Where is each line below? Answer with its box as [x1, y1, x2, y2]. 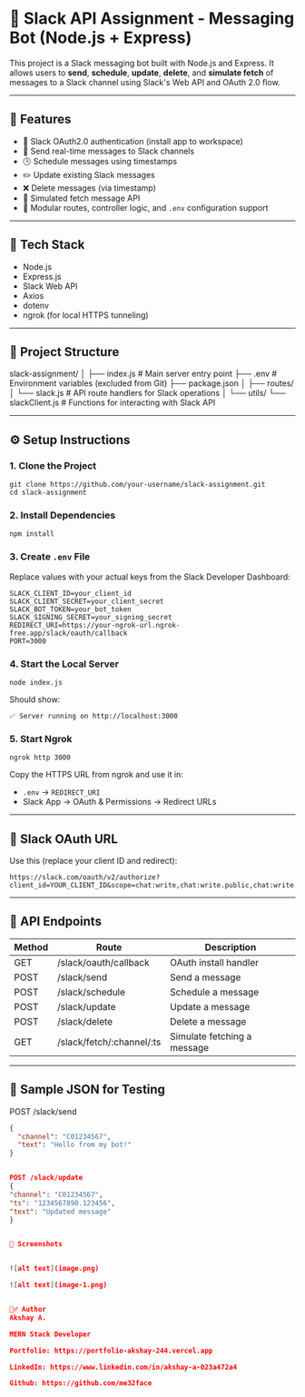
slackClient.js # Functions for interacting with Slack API [9, 397, 216, 408]
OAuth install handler [169, 956, 259, 968]
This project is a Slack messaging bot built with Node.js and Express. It [9, 57, 274, 68]
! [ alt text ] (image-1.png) [9, 1281, 107, 1290]
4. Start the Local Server [9, 658, 120, 670]
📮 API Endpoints [9, 914, 103, 929]
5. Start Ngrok [9, 732, 73, 745]
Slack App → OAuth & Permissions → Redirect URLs [22, 797, 217, 807]
